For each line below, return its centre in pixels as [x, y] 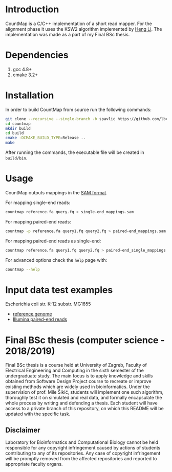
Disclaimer [23, 430]
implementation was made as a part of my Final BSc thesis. [68, 34]
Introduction [32, 9]
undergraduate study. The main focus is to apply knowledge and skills [79, 376]
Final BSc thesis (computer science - [85, 340]
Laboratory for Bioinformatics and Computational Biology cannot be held [82, 442]
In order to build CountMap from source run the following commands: [79, 109]
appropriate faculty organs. [34, 464]
